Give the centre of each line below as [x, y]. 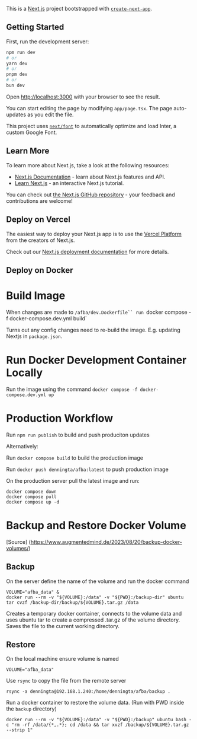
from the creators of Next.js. [41, 240]
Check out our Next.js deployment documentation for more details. [88, 251]
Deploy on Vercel [38, 220]
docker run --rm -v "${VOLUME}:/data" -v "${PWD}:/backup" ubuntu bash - [99, 720]
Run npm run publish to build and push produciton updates [78, 435]
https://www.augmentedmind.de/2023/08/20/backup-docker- [106, 541]
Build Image [36, 296]
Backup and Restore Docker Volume [96, 525]
